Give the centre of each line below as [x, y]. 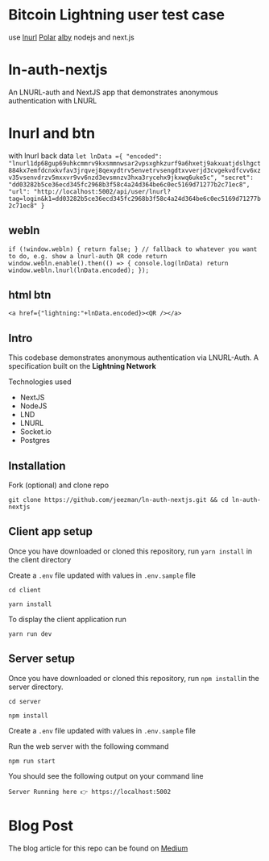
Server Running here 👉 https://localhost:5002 [90, 792]
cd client [25, 590]
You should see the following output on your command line [106, 775]
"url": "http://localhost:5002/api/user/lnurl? [90, 191]
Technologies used [40, 382]
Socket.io [36, 432]
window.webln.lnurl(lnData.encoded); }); [79, 270]
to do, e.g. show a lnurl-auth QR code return [88, 256]
